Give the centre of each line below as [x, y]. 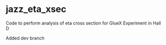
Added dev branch [25, 38]
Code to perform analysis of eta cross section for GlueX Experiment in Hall [84, 23]
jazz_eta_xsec [36, 9]
